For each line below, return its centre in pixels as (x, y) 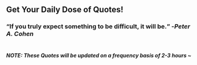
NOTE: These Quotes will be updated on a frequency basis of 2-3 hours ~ (99, 55)
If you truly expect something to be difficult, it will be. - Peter (100, 27)
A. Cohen (20, 34)
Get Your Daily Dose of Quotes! (65, 10)
